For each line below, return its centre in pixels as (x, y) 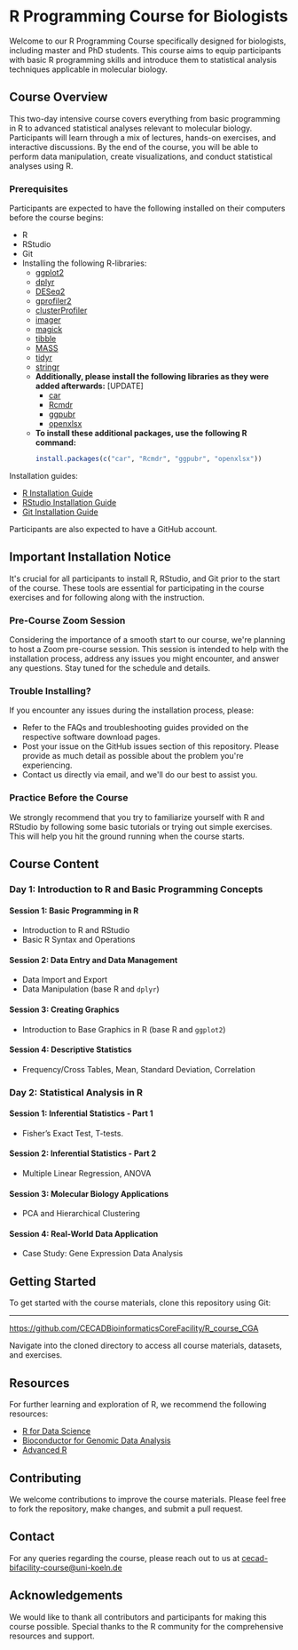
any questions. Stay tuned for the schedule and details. (110, 668)
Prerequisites (39, 188)
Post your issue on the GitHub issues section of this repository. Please (150, 746)
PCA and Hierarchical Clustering (81, 1214)
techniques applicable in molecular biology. (89, 69)
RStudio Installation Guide (69, 502)
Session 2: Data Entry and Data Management (94, 960)
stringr (47, 367)
